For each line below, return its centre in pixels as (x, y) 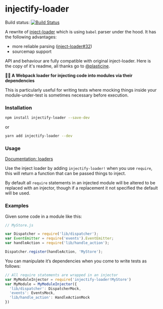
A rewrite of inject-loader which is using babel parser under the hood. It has (81, 32)
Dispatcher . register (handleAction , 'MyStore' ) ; (54, 252)
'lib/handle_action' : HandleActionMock (50, 298)
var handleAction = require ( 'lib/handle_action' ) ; (57, 243)
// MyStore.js (19, 225)
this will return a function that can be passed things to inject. (65, 174)
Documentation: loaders (29, 159)
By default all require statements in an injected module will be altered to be (80, 183)
